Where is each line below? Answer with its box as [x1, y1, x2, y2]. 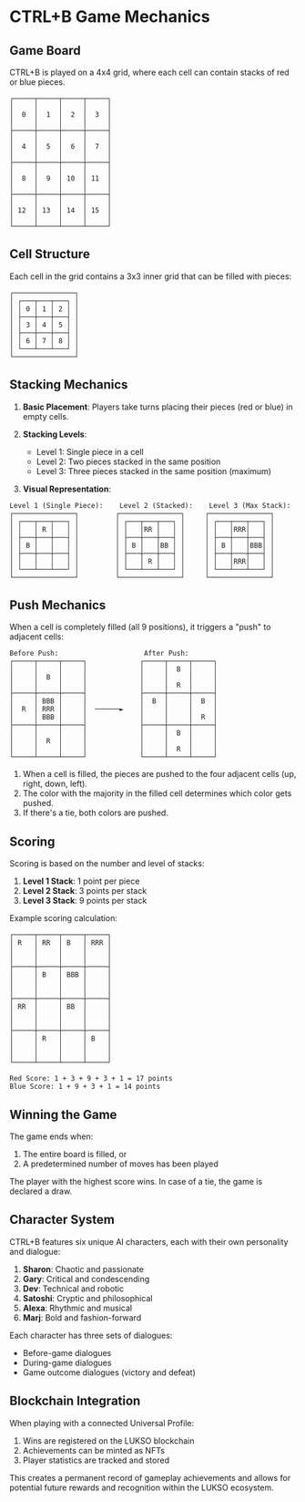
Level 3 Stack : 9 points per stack [22, 896, 147, 906]
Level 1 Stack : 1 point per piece [22, 875, 140, 886]
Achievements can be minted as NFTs [22, 1445, 166, 1455]
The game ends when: [9, 1131, 94, 1142]
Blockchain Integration [9, 1393, 141, 1409]
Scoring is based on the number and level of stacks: [9, 858, 205, 869]
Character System [9, 1212, 116, 1227]
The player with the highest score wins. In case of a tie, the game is [9, 1176, 263, 1187]
